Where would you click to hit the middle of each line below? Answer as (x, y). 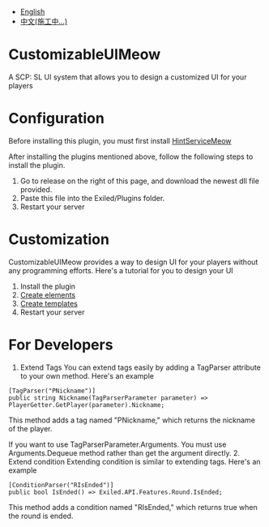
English (32, 12)
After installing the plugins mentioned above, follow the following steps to (131, 156)
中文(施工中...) (44, 21)
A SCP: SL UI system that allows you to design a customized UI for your (128, 77)
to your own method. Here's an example (87, 375)
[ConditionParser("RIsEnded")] (61, 485)
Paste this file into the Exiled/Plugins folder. (92, 198)
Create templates (49, 303)
